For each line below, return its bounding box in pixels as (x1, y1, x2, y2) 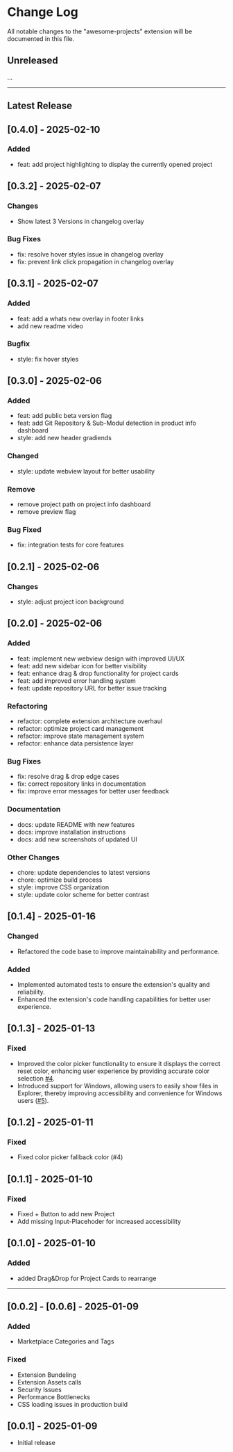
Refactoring (7, 701, 49, 711)
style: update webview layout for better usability (17, 467, 155, 475)
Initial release (17, 1439, 55, 1447)
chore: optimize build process (17, 876, 103, 884)
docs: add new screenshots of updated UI (17, 835, 137, 844)
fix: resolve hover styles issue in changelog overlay (17, 250, 164, 258)
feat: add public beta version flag (17, 412, 112, 420)
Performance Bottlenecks (17, 1392, 91, 1401)
